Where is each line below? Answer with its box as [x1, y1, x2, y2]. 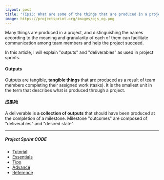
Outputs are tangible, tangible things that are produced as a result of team [5, 77, 156, 83]
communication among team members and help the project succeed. [5, 40, 144, 46]
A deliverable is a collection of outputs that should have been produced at [5, 110, 155, 116]
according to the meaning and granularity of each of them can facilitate [5, 35, 149, 41]
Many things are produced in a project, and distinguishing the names [5, 30, 143, 36]
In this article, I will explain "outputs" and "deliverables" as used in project [5, 49, 154, 55]
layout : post [5, 7, 32, 12]
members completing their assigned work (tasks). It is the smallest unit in [5, 82, 152, 88]
